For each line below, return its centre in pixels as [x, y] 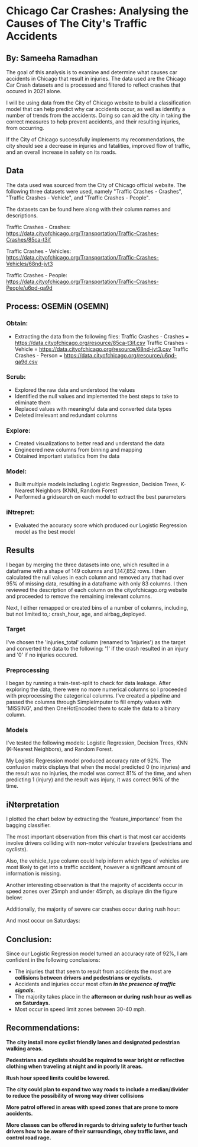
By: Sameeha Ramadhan [52, 58]
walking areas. [25, 1048]
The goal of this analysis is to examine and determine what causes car [92, 72]
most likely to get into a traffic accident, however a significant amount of [94, 867]
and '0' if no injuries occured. [42, 655]
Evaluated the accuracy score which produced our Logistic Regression [101, 525]
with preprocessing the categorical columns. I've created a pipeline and [93, 696]
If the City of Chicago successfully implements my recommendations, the [95, 140]
